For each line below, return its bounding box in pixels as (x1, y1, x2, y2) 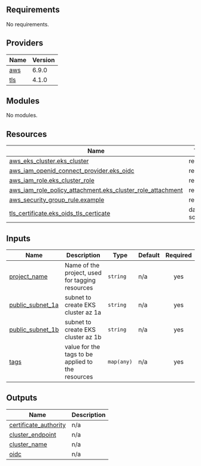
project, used (65, 269, 102, 277)
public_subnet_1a (9, 301, 59, 309)
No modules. (6, 112, 38, 119)
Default (138, 251, 160, 260)
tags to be (65, 350, 93, 358)
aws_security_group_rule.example (9, 196, 105, 204)
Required (165, 251, 192, 260)
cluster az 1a (65, 308, 102, 316)
